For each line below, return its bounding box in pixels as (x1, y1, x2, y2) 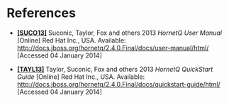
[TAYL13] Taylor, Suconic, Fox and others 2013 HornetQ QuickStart (16, 65, 213, 73)
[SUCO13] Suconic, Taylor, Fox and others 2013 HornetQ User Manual (16, 28, 223, 37)
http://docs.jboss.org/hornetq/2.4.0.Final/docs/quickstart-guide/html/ (16, 80, 220, 88)
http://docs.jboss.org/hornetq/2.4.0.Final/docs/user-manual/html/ (16, 43, 209, 52)
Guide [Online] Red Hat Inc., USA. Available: (16, 72, 145, 81)
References (6, 5, 76, 21)
